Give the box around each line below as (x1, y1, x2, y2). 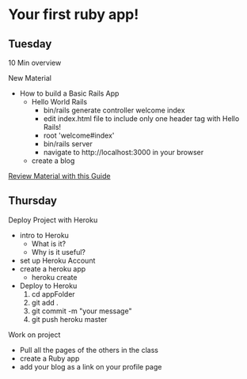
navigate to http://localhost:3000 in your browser (43, 148, 204, 157)
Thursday (8, 194, 58, 207)
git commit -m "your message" (31, 306, 132, 316)
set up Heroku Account (19, 256, 96, 265)
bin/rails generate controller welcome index (43, 105, 185, 115)
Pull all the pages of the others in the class (19, 345, 158, 354)
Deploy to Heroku (19, 281, 78, 290)
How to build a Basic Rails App (19, 89, 120, 98)
